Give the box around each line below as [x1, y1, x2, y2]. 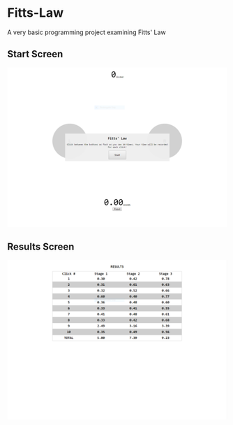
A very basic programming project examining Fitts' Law [7, 28, 166, 36]
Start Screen [7, 48, 63, 60]
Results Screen [7, 241, 75, 253]
